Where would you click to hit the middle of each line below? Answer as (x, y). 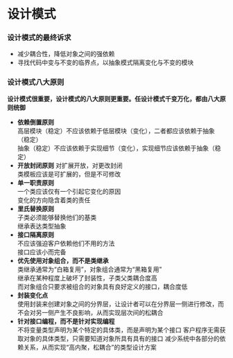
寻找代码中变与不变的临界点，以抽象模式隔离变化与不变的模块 (105, 62)
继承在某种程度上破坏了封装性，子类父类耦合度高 (87, 278)
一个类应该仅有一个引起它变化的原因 (69, 191)
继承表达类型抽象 (42, 226)
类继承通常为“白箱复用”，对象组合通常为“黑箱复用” (89, 269)
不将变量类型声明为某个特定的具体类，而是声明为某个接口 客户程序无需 (118, 330)
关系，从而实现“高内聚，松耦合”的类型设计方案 (90, 347)
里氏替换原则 (35, 208)
